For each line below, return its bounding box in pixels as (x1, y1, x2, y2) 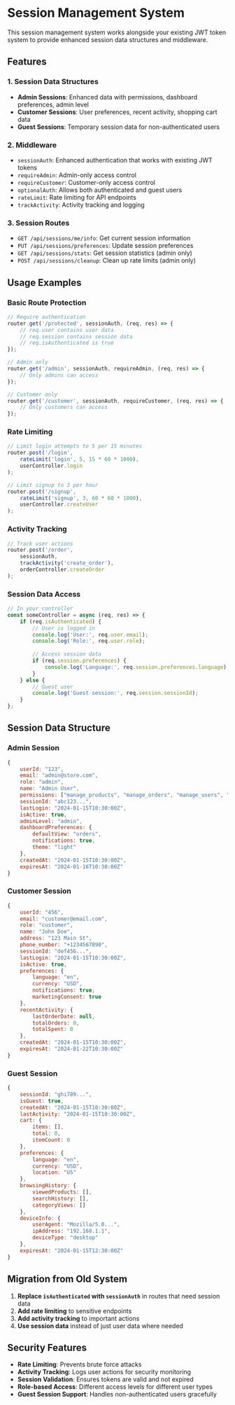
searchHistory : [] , (32, 1195, 90, 1202)
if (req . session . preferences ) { (32, 657, 127, 665)
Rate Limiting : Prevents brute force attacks (17, 1360, 142, 1369)
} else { (20, 677, 45, 684)
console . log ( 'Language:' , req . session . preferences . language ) (44, 663, 227, 670)
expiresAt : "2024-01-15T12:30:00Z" (20, 1247, 124, 1254)
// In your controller (7, 605, 73, 612)
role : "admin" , (20, 779, 64, 786)
